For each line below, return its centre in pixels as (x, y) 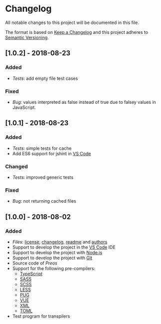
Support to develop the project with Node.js (57, 252)
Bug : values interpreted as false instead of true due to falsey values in (84, 102)
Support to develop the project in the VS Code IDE (64, 247)
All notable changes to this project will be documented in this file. (72, 22)
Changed (17, 166)
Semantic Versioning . (27, 37)
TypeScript (31, 274)
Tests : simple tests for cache (42, 148)
